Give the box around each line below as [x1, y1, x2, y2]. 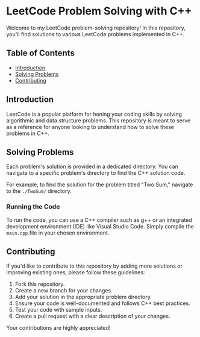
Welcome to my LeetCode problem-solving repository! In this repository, [6, 24, 186, 31]
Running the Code [6, 203, 60, 211]
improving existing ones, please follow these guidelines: [6, 269, 145, 276]
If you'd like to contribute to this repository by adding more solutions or [6, 262, 183, 269]
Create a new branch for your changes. [14, 287, 113, 294]
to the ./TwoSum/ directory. [6, 187, 72, 195]
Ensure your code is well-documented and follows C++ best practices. [14, 300, 191, 307]
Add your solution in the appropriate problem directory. [14, 294, 152, 301]
